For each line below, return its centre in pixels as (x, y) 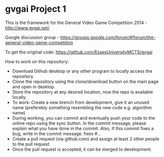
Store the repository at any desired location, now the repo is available (83, 92)
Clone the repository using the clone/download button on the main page (85, 81)
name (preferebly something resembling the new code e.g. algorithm (82, 107)
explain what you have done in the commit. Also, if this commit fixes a (83, 128)
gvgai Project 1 (36, 9)
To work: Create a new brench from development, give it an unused (81, 102)
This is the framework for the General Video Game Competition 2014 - (76, 23)
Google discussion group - (32, 37)
